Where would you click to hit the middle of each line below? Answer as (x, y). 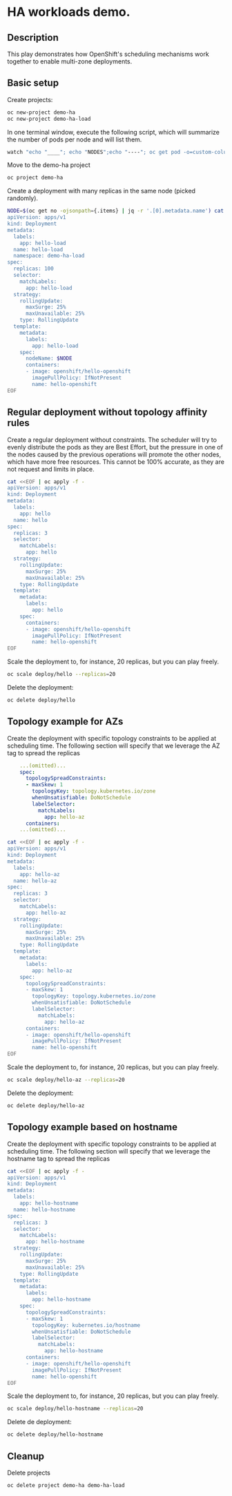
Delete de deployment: (40, 1422)
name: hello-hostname (45, 1210)
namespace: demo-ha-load (49, 256)
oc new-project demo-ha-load (49, 119)
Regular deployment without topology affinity (107, 412)
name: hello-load (38, 249)
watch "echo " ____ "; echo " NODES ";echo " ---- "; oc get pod (94, 152)
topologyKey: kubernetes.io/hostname (86, 1325)
